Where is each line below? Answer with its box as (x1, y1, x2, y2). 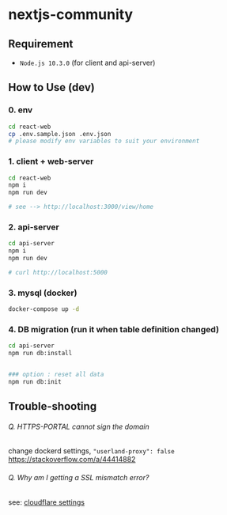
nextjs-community (8, 6, 133, 24)
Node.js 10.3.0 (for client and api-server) (19, 58, 156, 67)
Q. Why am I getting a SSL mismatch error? (8, 473, 149, 483)
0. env (8, 104, 33, 115)
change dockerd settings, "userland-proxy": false (8, 446, 176, 456)
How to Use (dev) (8, 81, 95, 94)
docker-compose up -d (8, 305, 80, 313)
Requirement (8, 37, 74, 51)
